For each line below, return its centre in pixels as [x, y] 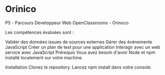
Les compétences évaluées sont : [40, 32]
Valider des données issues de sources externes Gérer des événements [79, 42]
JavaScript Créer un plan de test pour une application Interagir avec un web [83, 47]
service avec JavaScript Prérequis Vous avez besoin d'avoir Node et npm [80, 52]
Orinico [21, 9]
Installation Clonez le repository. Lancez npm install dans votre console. [79, 67]
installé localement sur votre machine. [44, 57]
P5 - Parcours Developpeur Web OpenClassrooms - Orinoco [67, 23]
